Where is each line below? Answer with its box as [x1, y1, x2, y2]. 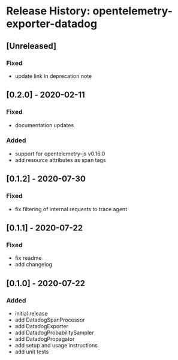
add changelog [14, 261, 53, 268]
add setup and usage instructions [14, 341, 98, 349]
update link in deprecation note [14, 72, 92, 79]
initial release [14, 310, 48, 317]
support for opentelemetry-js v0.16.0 [14, 150, 105, 157]
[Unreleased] [6, 41, 57, 51]
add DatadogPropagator [14, 335, 75, 343]
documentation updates [14, 121, 74, 128]
